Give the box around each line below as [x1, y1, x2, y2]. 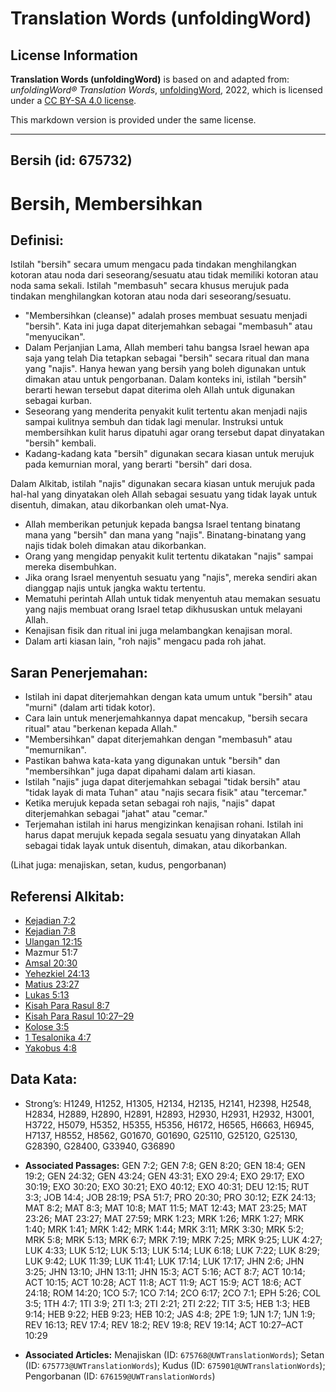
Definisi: [10, 232, 65, 249]
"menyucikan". [24, 331, 86, 343]
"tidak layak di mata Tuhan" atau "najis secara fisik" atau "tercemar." [24, 787, 308, 799]
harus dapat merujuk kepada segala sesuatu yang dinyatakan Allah [24, 829, 302, 841]
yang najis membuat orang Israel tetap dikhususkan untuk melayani [24, 603, 303, 616]
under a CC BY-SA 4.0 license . [10, 95, 137, 106]
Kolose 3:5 [24, 1021, 70, 1033]
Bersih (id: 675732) [10, 152, 133, 169]
